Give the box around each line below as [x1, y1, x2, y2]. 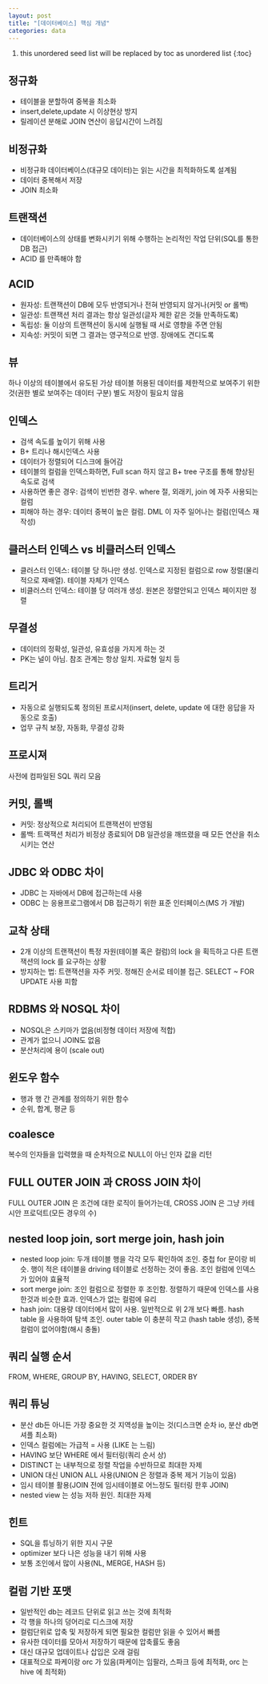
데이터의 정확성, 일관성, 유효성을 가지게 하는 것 [19, 644, 166, 653]
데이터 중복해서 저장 [19, 176, 82, 184]
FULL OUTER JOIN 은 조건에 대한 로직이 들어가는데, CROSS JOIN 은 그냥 [8, 1198, 240, 1208]
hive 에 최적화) [19, 1667, 66, 1677]
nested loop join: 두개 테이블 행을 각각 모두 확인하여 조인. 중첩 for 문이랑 [19, 1254, 248, 1263]
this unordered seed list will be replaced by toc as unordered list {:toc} [19, 49, 252, 59]
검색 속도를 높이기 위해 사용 [19, 437, 106, 446]
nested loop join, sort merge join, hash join [8, 1232, 225, 1246]
